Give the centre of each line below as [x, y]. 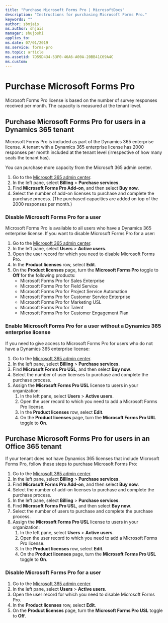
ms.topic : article [24, 52]
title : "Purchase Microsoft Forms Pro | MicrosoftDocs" [65, 10]
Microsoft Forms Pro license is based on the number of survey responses [81, 100]
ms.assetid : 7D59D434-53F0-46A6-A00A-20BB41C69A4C [59, 57]
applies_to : [18, 38]
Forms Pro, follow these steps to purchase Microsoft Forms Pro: [71, 464]
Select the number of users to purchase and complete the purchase [83, 511]
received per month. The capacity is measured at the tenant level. [73, 106]
